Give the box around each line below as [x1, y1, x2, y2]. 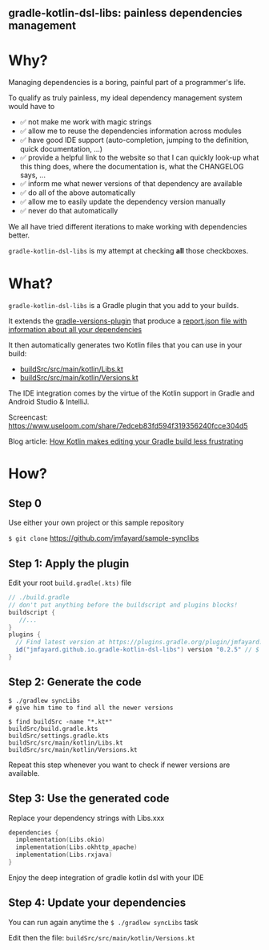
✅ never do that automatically [19, 206, 118, 216]
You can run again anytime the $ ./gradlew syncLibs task [8, 917, 199, 927]
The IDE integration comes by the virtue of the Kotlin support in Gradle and [8, 388, 255, 398]
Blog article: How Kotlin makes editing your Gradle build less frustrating [8, 436, 244, 446]
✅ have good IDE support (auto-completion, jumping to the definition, [19, 136, 250, 145]
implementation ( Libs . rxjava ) [15, 851, 113, 859]
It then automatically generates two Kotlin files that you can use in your [8, 340, 243, 350]
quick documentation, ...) [19, 144, 102, 154]
